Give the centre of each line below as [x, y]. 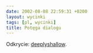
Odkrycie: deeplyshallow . [37, 44]
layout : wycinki [26, 17]
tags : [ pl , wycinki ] [31, 22]
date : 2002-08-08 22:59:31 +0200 [47, 11]
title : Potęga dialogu [34, 28]
